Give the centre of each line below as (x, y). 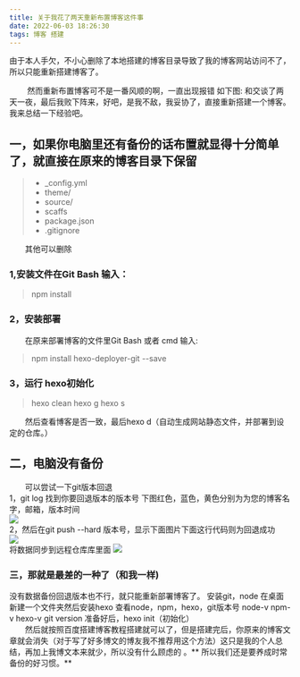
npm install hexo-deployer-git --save (99, 358)
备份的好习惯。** (41, 664)
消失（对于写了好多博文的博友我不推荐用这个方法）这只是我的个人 (154, 641)
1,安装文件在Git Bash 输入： (69, 275)
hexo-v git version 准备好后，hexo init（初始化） (105, 619)
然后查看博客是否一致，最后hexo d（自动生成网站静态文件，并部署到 (151, 422)
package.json (69, 221)
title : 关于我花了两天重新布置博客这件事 (77, 17)
